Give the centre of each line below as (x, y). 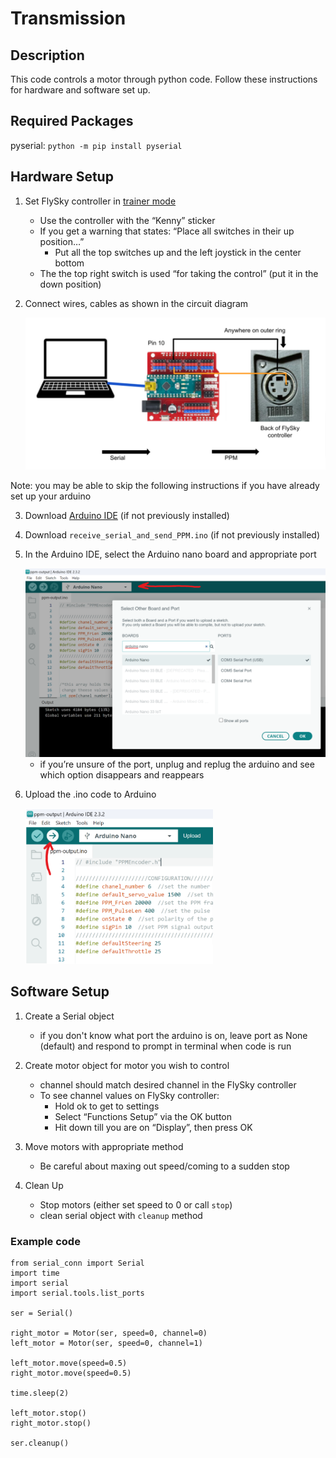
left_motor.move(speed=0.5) (69, 1363)
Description (47, 55)
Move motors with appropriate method (104, 1146)
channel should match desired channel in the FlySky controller (168, 1084)
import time (35, 1273)
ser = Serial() (42, 1313)
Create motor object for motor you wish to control (127, 1065)
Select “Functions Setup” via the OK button (143, 1116)
